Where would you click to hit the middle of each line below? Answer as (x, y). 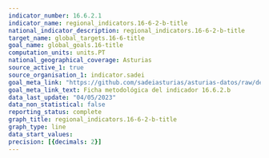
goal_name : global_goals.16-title (66, 45)
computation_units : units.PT (57, 53)
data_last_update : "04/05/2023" (62, 97)
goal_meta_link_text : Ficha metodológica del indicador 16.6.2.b (119, 90)
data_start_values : (41, 134)
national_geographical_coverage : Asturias (80, 61)
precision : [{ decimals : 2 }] (55, 142)
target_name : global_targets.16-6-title (77, 38)
